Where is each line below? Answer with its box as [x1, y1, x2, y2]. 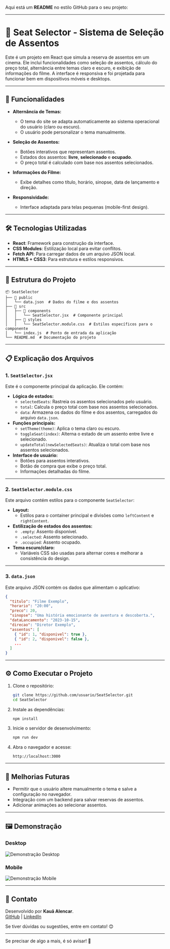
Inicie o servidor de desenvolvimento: [12, 725, 91, 731]
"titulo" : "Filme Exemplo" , [10, 599, 69, 604]
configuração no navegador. [12, 791, 72, 797]
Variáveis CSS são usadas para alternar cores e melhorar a [20, 550, 143, 556]
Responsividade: [12, 194, 49, 200]
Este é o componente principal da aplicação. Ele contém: [5, 383, 124, 390]
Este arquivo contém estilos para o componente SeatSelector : [5, 497, 135, 503]
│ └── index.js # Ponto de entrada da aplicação [5, 331, 116, 336]
